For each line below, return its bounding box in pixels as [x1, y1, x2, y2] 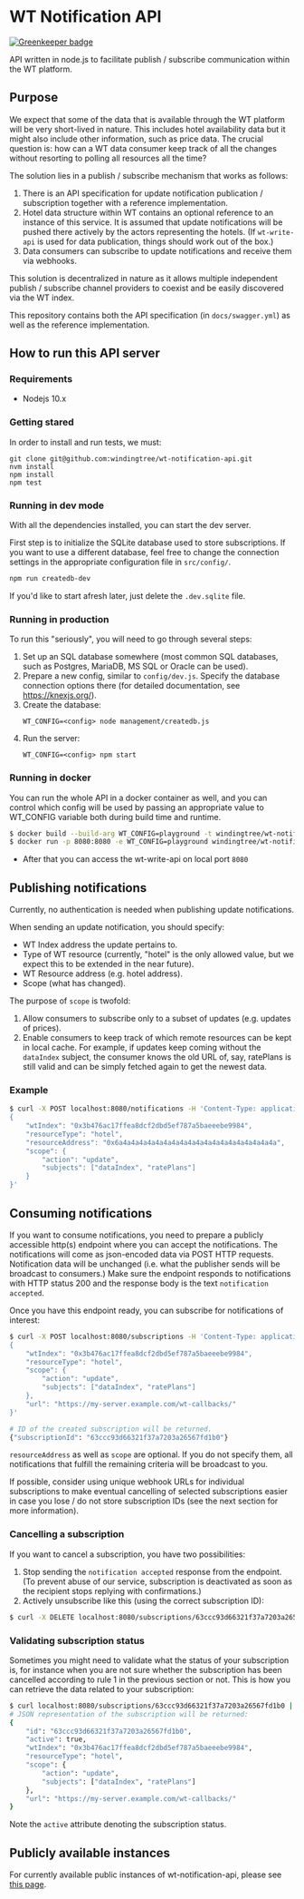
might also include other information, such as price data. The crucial [9, 133, 264, 144]
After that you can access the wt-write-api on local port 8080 [22, 854, 249, 865]
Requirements [9, 373, 73, 386]
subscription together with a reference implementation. [22, 197, 228, 208]
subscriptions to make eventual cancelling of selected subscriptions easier [9, 1486, 288, 1497]
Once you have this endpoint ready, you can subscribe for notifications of [9, 1305, 284, 1316]
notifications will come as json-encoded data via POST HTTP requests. [9, 1248, 274, 1259]
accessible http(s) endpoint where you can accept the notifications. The [9, 1238, 279, 1249]
